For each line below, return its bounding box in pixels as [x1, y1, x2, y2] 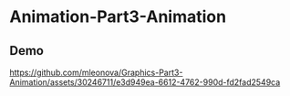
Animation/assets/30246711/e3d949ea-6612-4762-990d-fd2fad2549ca [9, 77, 281, 88]
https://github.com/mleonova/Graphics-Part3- [9, 67, 183, 78]
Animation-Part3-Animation [9, 6, 226, 27]
